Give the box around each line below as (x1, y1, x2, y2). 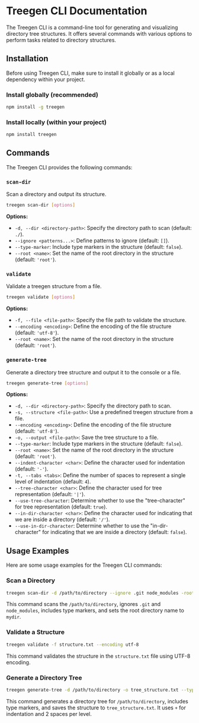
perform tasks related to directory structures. (6, 36, 117, 43)
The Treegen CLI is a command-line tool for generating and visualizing (6, 24, 178, 31)
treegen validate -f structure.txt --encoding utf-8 (6, 642, 139, 648)
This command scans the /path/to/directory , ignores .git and (6, 601, 161, 608)
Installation (6, 53, 49, 64)
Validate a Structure (6, 628, 65, 636)
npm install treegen (6, 132, 57, 138)
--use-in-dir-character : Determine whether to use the (14, 522, 149, 529)
